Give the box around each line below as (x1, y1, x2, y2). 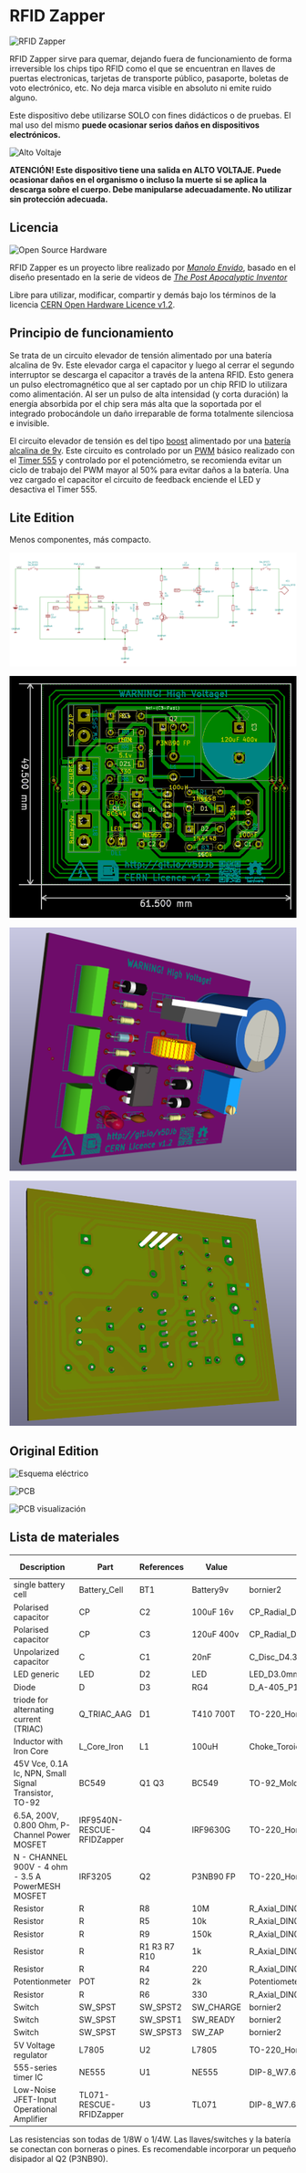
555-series (13, 2062, 57, 2073)
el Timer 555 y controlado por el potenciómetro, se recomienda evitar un (9, 454, 282, 465)
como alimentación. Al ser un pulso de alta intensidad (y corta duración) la (9, 389, 289, 400)
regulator (13, 2049, 48, 2060)
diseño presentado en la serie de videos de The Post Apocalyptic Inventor (9, 271, 288, 283)
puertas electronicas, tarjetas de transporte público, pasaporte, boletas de (9, 72, 290, 83)
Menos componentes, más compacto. (9, 535, 152, 546)
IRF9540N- (78, 1814, 124, 1825)
